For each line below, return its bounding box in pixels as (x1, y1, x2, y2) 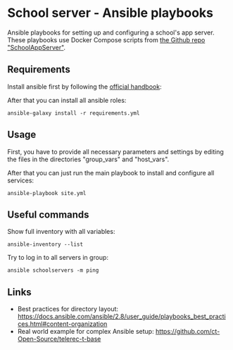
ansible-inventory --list (7, 241, 83, 248)
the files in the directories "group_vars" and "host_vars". (7, 155, 170, 163)
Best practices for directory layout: (17, 305, 118, 313)
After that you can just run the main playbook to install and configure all (7, 168, 215, 177)
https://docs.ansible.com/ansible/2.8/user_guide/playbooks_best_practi (17, 312, 227, 321)
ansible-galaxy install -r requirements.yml (7, 109, 140, 117)
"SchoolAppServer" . (7, 43, 65, 51)
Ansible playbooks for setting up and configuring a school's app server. (7, 28, 215, 37)
